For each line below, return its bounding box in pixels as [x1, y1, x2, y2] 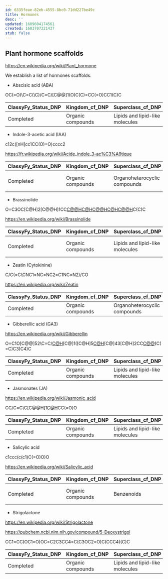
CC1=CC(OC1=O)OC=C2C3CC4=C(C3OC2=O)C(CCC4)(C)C [5, 538, 130, 545]
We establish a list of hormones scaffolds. [5, 72, 91, 78]
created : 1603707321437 [5, 26, 55, 31]
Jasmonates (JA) [12, 385, 48, 391]
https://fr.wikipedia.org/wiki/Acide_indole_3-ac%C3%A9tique [5, 151, 132, 157]
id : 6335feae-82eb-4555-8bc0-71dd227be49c [5, 7, 95, 13]
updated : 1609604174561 [5, 21, 55, 27]
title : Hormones [5, 12, 39, 17]
